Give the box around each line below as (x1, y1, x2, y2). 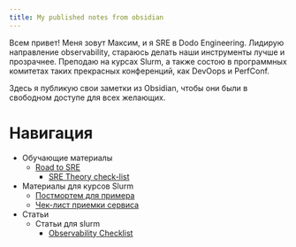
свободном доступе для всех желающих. (9, 92, 166, 103)
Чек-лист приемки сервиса (34, 199, 140, 210)
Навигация (9, 123, 94, 143)
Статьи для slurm (34, 218, 101, 228)
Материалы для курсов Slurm (21, 181, 134, 191)
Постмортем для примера (34, 189, 135, 200)
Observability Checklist (48, 228, 133, 238)
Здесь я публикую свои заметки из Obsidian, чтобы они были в (9, 82, 248, 93)
